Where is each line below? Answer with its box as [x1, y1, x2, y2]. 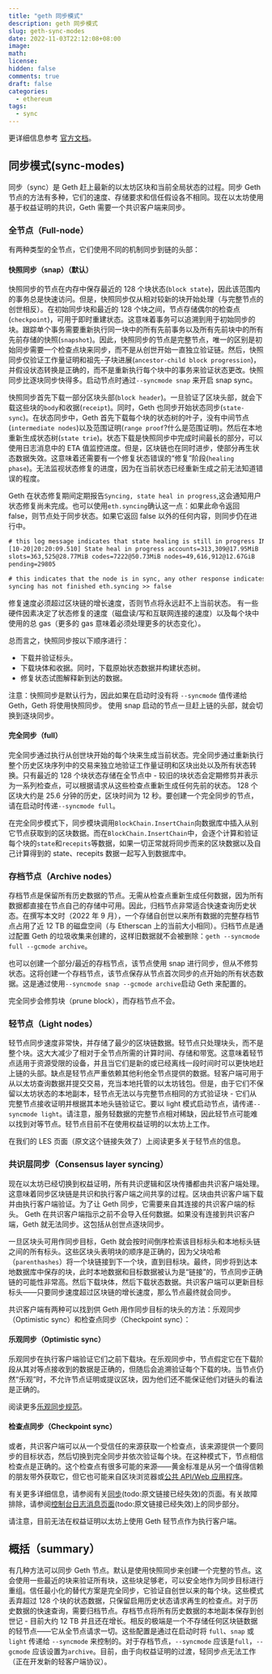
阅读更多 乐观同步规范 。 [8, 1402, 87, 1411]
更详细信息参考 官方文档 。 [8, 133, 96, 143]
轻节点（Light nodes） [8, 1018, 98, 1030]
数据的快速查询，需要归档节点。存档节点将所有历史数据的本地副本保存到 [15, 1606, 257, 1616]
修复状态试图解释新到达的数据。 [19, 673, 127, 683]
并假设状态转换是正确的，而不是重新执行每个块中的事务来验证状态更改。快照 [8, 366, 264, 375]
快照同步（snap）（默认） [8, 264, 93, 274]
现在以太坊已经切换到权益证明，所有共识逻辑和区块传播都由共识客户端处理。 [8, 1179, 264, 1188]
